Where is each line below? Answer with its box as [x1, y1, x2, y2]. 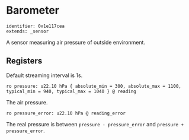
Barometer [6, 4, 59, 17]
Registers [6, 56, 43, 66]
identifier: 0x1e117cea [6, 23, 65, 29]
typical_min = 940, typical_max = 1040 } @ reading [6, 88, 136, 94]
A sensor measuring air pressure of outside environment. [6, 39, 146, 46]
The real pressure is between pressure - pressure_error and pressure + [6, 120, 184, 128]
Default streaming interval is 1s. [6, 72, 83, 79]
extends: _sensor [6, 28, 49, 34]
